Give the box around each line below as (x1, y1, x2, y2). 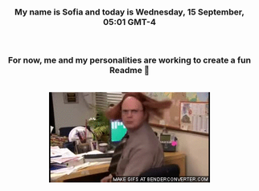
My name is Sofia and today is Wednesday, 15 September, (14, 6, 245, 18)
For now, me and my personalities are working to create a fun (7, 55, 252, 66)
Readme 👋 (109, 65, 150, 76)
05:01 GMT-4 (102, 16, 157, 27)
